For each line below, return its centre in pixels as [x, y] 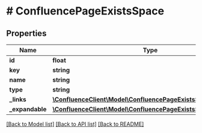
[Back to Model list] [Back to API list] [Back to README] [75, 124]
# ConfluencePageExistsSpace [85, 11]
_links [18, 99]
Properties [26, 33]
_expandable [28, 109]
